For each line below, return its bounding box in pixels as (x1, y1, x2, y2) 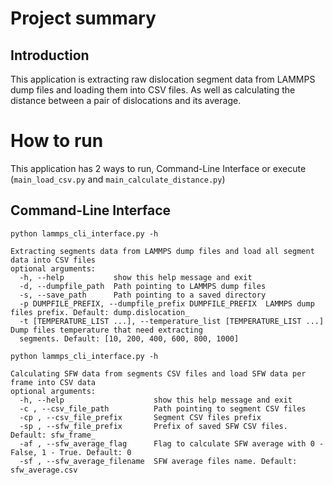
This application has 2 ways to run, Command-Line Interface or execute (10, 162, 307, 174)
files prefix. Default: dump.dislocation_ (10, 307, 190, 317)
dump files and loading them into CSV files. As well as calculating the (10, 84, 296, 96)
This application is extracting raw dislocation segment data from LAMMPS (10, 73, 316, 85)
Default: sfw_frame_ (10, 430, 97, 440)
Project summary (10, 7, 157, 30)
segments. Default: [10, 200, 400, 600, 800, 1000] (19, 333, 240, 344)
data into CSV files (10, 255, 97, 265)
